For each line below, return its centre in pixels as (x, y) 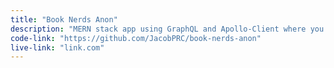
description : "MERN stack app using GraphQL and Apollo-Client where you (167, 29)
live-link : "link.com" (57, 47)
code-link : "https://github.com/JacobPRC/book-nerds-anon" (136, 38)
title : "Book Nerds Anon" (64, 19)
